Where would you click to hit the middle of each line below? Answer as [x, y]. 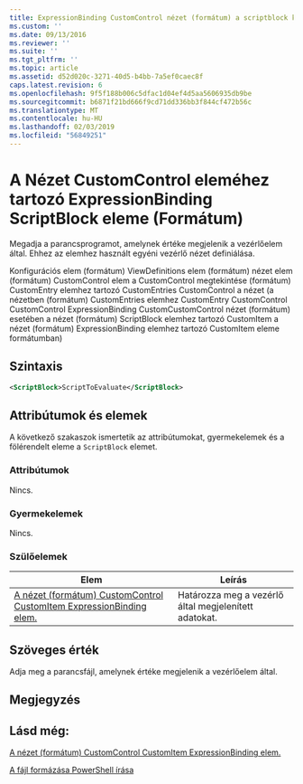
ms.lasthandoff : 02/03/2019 [62, 128]
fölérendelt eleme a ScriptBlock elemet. [83, 447]
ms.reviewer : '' [40, 43]
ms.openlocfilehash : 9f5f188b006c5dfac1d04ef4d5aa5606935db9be [131, 93]
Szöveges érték [54, 650]
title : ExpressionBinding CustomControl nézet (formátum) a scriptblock [149, 18]
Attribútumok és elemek [78, 416]
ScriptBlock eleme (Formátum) [126, 219]
